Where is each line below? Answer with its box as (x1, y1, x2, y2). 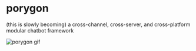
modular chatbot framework (6, 27, 74, 34)
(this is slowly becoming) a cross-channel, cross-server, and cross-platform (6, 21, 191, 28)
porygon (6, 2, 49, 15)
